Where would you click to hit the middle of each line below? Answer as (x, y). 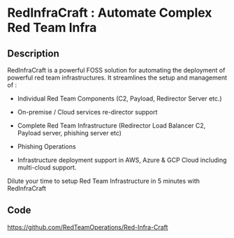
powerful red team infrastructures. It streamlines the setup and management (117, 77)
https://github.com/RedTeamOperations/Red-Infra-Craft (88, 227)
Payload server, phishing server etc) (70, 133)
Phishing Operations (46, 147)
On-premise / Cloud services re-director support (87, 112)
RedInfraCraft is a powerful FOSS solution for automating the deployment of (116, 70)
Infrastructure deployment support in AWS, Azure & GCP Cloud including (122, 160)
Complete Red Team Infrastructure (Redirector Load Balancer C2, (111, 126)
